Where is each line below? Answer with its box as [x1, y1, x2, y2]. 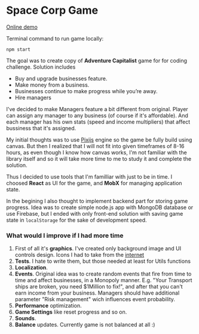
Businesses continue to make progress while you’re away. [14, 87, 158, 94]
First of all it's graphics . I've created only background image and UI [14, 245, 182, 252]
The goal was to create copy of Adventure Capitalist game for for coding [6, 57, 187, 64]
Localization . [14, 264, 48, 271]
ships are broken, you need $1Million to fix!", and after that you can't [14, 283, 183, 290]
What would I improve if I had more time [6, 231, 124, 240]
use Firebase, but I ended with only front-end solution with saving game [6, 210, 183, 217]
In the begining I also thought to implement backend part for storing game [6, 197, 188, 204]
